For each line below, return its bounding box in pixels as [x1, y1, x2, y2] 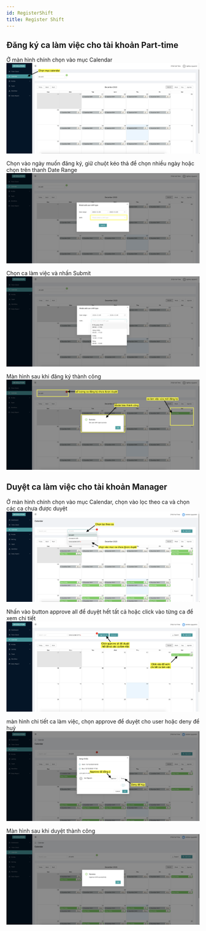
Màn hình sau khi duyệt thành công [6, 827, 96, 835]
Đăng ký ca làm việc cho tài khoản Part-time [6, 40, 179, 50]
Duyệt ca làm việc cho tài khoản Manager [6, 482, 167, 493]
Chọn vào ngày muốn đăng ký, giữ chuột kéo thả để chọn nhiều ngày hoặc [6, 160, 195, 167]
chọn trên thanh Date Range [6, 166, 78, 173]
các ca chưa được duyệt [6, 504, 67, 512]
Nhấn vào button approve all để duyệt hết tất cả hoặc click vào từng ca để [6, 608, 194, 615]
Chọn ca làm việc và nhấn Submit [6, 270, 91, 277]
